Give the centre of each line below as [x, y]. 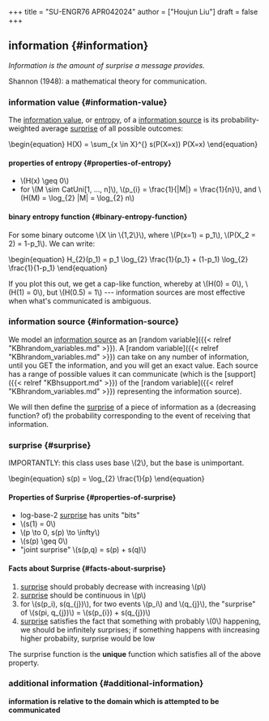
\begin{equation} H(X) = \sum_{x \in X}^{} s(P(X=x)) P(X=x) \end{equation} [133, 145]
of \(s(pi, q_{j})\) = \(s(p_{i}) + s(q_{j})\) [85, 612]
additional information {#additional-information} [106, 684]
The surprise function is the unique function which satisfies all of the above [135, 654]
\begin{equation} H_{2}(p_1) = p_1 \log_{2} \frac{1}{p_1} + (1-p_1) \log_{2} [128, 259]
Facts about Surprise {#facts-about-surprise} [87, 568]
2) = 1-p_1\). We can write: [52, 244]
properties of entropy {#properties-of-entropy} [90, 162]
